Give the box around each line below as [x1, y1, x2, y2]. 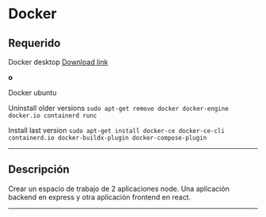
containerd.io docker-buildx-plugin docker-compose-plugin [8, 134, 207, 142]
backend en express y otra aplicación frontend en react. [8, 192, 192, 202]
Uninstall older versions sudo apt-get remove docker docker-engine [8, 104, 229, 112]
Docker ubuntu [8, 88, 57, 97]
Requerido [8, 36, 61, 50]
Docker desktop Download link [8, 57, 108, 67]
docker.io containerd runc [8, 112, 97, 120]
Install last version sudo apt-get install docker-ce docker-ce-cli [8, 126, 226, 135]
